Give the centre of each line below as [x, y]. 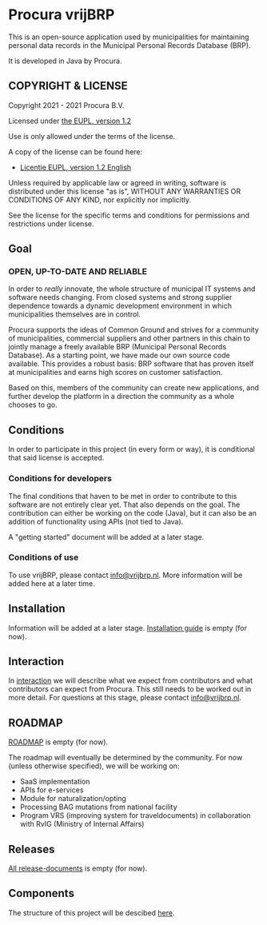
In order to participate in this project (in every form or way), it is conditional [132, 449]
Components [41, 893]
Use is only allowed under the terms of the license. [92, 136]
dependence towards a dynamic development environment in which [120, 306]
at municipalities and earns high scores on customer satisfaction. [116, 373]
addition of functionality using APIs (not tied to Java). [96, 521]
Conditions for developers [60, 479]
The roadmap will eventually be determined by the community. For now [126, 758]
